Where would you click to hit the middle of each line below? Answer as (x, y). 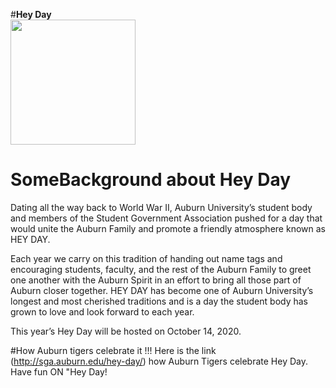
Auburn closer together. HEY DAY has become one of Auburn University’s (162, 290)
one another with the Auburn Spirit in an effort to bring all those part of (156, 280)
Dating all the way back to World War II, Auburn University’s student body (161, 207)
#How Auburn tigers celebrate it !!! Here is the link (113, 350)
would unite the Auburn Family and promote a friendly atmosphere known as (168, 228)
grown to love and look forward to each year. (102, 311)
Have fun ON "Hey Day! (59, 371)
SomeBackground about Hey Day (151, 180)
